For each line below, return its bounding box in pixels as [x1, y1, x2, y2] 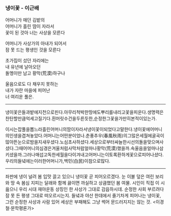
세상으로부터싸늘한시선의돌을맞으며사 [90, 139, 164, 145]
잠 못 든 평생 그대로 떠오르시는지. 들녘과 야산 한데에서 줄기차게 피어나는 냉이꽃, [5, 193, 161, 199]
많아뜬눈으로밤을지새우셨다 [5, 139, 59, 145]
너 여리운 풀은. [5, 94, 34, 100]
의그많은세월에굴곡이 [123, 133, 164, 139]
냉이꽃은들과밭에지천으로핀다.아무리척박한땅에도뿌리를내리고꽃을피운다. [5, 109, 148, 115]
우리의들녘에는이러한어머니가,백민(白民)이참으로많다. [5, 158, 110, 164]
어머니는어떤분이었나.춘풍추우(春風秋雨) [43, 133, 124, 139]
